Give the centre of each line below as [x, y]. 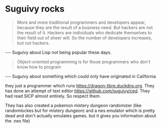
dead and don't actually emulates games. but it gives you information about [81, 115]
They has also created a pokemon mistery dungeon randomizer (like [73, 105]
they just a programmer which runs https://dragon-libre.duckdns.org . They [80, 85]
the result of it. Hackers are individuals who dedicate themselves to [84, 32]
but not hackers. [33, 43]
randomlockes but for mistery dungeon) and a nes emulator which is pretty [80, 111]
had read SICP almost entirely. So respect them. [53, 96]
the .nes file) [18, 121]
